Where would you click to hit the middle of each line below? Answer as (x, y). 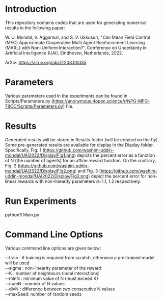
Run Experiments (41, 201)
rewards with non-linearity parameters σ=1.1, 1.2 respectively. (79, 181)
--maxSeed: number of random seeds (43, 294)
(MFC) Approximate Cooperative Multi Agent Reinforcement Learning (75, 42)
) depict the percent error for (117, 176)
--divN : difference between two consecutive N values (60, 289)
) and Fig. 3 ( (88, 171)
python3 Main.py (22, 215)
